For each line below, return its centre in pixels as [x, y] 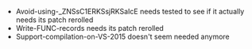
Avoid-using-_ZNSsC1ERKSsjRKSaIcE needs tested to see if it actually [130, 11]
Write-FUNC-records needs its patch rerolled [90, 28]
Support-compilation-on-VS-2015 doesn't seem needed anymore [123, 36]
